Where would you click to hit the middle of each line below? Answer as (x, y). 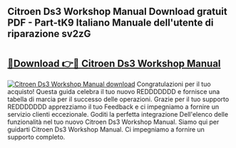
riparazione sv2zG (49, 34)
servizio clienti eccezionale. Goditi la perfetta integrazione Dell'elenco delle (118, 114)
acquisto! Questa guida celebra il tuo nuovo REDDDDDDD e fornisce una (114, 91)
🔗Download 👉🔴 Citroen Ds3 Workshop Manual (114, 63)
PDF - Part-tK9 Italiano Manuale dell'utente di (111, 23)
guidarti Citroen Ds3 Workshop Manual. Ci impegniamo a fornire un (106, 129)
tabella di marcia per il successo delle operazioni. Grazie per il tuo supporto (118, 99)
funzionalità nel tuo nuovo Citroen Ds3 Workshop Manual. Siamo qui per (113, 122)
